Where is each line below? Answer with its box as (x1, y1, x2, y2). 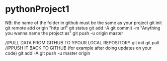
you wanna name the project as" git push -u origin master (5, 30, 123, 36)
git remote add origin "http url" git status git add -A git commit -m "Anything (5, 25, 161, 30)
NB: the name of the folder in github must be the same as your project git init (5, 20, 162, 26)
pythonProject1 (5, 3, 70, 15)
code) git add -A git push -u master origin (5, 50, 90, 56)
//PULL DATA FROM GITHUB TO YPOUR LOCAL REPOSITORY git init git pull (5, 39, 160, 45)
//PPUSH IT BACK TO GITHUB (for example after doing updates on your (5, 45, 152, 51)
